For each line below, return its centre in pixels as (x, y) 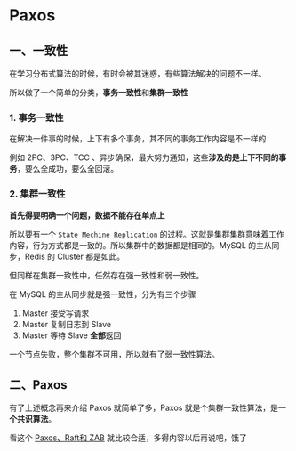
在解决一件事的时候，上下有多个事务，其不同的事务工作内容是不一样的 (138, 139)
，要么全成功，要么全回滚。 (68, 169)
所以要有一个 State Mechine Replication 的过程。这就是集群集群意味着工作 (147, 234)
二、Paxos (38, 385)
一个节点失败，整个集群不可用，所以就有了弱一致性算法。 (114, 354)
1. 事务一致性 (36, 117)
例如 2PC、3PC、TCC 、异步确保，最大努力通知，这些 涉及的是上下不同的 (144, 157)
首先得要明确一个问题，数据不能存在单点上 (87, 215)
